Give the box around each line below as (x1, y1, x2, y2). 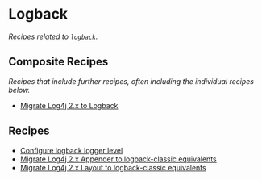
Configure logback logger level (19, 145, 123, 155)
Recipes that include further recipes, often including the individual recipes (8, 76, 254, 86)
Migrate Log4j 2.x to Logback (19, 100, 119, 110)
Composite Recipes (8, 55, 109, 69)
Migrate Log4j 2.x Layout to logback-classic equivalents (19, 162, 207, 172)
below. (8, 85, 31, 94)
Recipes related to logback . (8, 31, 98, 41)
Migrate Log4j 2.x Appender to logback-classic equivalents (19, 154, 217, 164)
